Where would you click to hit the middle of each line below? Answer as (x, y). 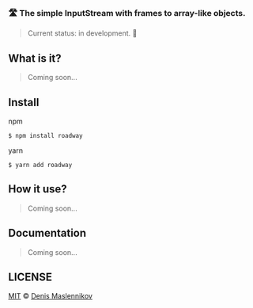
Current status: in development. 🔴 (82, 33)
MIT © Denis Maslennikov (51, 296)
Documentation (47, 233)
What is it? (35, 58)
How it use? (38, 189)
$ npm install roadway (45, 135)
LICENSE (30, 277)
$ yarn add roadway (40, 165)
